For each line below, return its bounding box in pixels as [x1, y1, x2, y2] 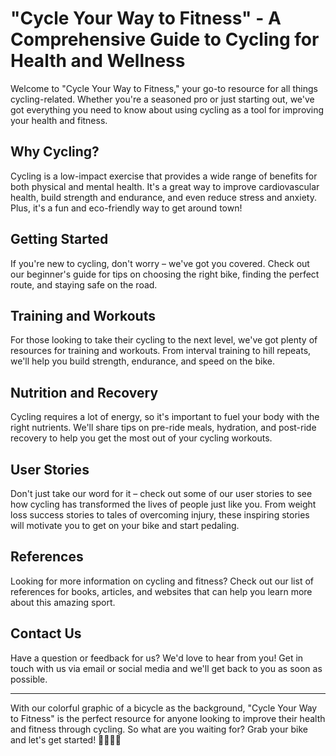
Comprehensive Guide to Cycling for [10, 28, 320, 51]
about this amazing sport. [10, 596, 116, 608]
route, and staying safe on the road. [10, 278, 158, 291]
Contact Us [10, 625, 82, 642]
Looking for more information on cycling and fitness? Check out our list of [10, 575, 314, 587]
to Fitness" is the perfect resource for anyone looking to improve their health [10, 712, 326, 724]
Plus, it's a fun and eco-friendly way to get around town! [10, 202, 243, 214]
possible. [10, 673, 48, 685]
